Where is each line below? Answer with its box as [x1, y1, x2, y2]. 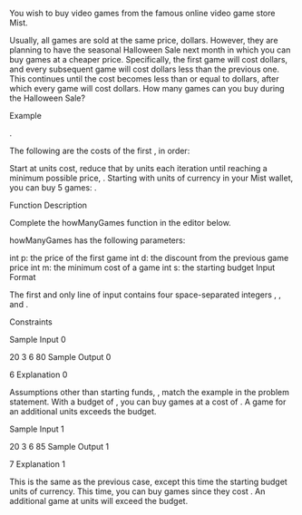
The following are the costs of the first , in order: [9, 145, 190, 156]
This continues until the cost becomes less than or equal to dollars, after [9, 73, 279, 84]
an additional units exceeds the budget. [9, 406, 157, 416]
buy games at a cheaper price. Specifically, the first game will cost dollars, [9, 54, 288, 64]
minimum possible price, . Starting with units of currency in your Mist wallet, [9, 172, 294, 183]
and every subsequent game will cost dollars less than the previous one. [9, 63, 279, 74]
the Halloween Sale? [9, 92, 86, 103]
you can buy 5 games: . [9, 182, 97, 193]
